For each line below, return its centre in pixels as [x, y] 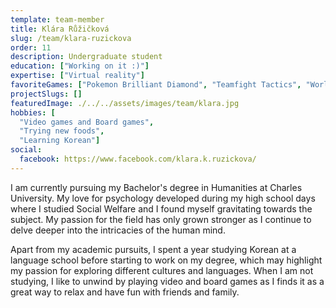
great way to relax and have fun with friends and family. [125, 292]
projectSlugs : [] [46, 94]
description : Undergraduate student [86, 57]
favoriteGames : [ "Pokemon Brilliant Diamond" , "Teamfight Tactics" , [156, 85]
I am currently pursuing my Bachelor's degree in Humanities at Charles [156, 187]
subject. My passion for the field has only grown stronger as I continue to [161, 219]
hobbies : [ [33, 112]
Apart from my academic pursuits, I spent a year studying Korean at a [153, 249]
